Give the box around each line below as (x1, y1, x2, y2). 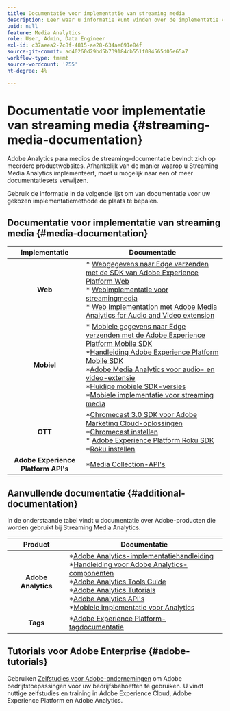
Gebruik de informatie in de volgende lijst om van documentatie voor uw (7, 190, 211, 198)
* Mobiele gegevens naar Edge (85, 322, 186, 332)
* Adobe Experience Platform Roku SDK (85, 436, 214, 445)
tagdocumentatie (68, 623, 125, 632)
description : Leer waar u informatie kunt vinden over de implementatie (7, 16, 219, 23)
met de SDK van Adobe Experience (85, 268, 199, 277)
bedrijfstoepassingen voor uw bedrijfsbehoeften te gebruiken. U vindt (7, 682, 204, 690)
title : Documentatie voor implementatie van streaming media (7, 10, 186, 17)
